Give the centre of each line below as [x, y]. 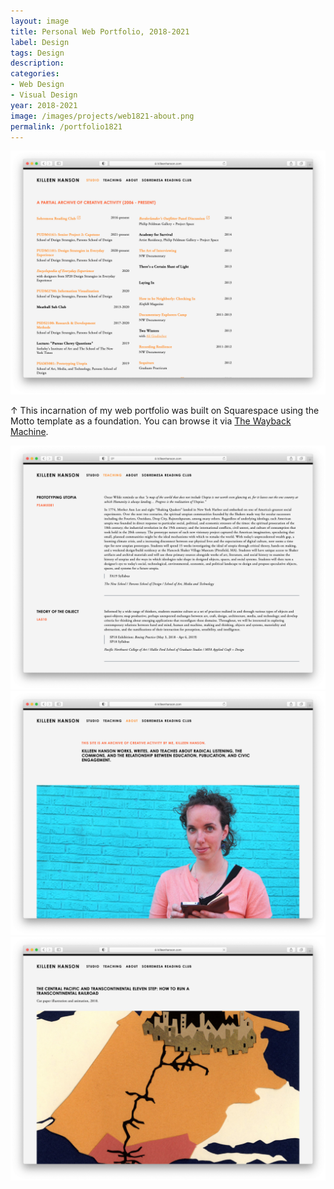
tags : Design [37, 53]
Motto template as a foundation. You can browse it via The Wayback [151, 421]
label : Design [40, 42]
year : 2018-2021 [44, 105]
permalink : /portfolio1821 [66, 126]
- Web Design [37, 85]
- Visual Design [44, 95]
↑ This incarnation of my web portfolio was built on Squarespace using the [165, 411]
